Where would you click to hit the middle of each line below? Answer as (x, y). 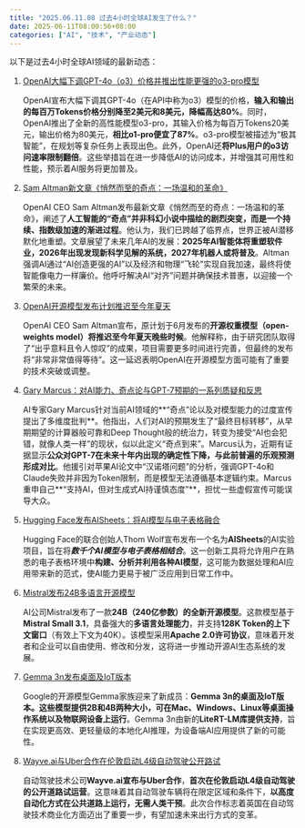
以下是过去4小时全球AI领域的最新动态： (84, 62)
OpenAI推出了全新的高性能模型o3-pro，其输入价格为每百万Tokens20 (152, 123)
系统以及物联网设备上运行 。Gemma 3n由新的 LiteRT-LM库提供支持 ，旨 (163, 719)
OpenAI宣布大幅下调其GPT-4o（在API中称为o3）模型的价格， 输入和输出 (158, 100)
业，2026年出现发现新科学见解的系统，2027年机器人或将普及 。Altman (156, 253)
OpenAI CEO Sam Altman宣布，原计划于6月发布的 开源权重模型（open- (156, 326)
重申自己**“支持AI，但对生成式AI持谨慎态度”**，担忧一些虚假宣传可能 (153, 490)
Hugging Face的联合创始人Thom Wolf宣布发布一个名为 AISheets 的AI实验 (158, 540)
